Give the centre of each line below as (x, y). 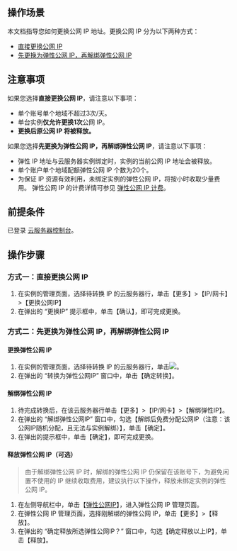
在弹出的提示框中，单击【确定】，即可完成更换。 (87, 437)
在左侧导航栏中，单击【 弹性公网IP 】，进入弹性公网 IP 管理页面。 (110, 504)
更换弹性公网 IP (30, 350)
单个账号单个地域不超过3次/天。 (64, 113)
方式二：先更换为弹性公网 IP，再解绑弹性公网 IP (88, 332)
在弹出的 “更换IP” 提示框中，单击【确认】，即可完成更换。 (101, 311)
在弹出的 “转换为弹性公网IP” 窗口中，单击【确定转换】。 (98, 376)
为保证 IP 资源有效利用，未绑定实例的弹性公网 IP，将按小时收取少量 (116, 179)
